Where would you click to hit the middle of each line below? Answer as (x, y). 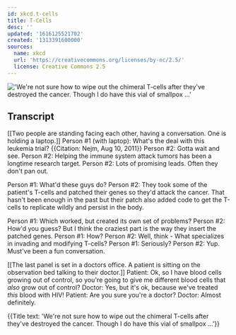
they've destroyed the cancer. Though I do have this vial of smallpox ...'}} (114, 324)
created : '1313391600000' (45, 40)
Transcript (31, 117)
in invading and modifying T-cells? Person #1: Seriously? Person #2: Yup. (114, 244)
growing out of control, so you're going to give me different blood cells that (117, 280)
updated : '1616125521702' (45, 34)
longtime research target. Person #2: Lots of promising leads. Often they (113, 164)
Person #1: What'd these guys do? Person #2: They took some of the (107, 185)
